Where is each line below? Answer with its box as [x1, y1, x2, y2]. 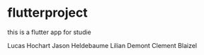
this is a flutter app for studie [7, 28, 92, 36]
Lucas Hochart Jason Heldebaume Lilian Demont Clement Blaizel [7, 41, 197, 49]
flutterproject [7, 5, 88, 21]
